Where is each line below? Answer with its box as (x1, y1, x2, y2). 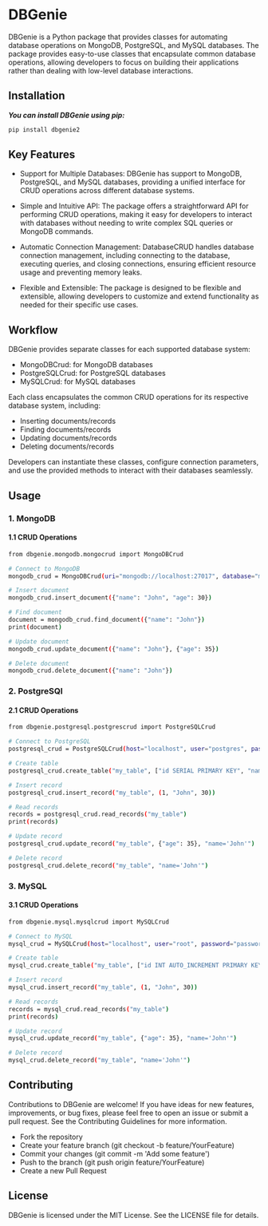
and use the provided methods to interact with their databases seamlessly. (8, 465, 254, 476)
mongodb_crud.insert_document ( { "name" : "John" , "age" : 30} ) (8, 594, 213, 602)
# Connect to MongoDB (8, 564, 81, 572)
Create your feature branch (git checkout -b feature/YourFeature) (19, 1140, 235, 1150)
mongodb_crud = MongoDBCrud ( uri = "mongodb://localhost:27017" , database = (8, 572, 255, 580)
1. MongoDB (8, 512, 56, 524)
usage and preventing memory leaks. (19, 267, 142, 277)
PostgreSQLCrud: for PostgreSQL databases (19, 369, 166, 378)
